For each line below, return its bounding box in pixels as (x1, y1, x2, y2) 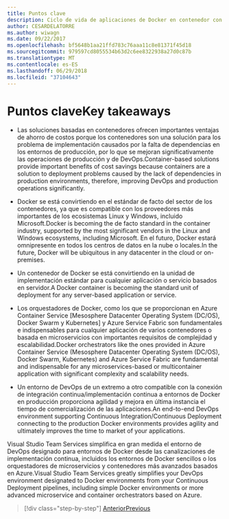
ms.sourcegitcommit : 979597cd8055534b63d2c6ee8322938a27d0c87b (7, 49, 192, 56)
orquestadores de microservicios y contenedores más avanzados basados (7, 462, 218, 470)
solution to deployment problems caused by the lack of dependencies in (16, 169, 221, 178)
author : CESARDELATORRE (7, 23, 75, 29)
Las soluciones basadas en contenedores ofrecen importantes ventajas (16, 126, 219, 134)
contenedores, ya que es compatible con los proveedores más (16, 205, 194, 213)
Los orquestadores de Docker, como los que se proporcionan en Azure (16, 304, 218, 313)
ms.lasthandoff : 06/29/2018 (7, 67, 88, 74)
